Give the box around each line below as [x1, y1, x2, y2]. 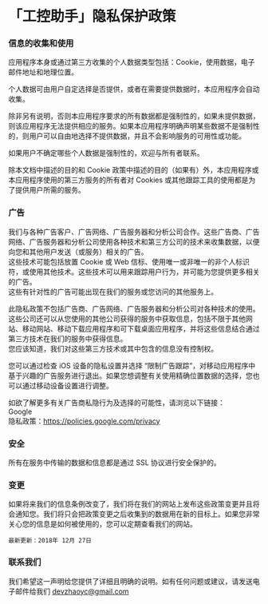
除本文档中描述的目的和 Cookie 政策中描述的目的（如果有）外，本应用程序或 [8, 165, 259, 175]
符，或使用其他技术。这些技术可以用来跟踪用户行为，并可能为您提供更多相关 [8, 267, 260, 276]
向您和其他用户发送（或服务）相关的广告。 [8, 247, 148, 256]
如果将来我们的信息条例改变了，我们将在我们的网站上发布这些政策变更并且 [8, 499, 253, 509]
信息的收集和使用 [8, 38, 74, 49]
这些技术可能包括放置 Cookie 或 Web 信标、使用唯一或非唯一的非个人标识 [8, 256, 250, 266]
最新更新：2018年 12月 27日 [8, 537, 92, 545]
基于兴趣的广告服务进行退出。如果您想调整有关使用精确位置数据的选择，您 [8, 371, 253, 380]
